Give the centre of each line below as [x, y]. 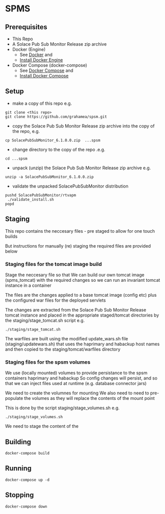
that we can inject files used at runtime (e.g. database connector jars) [76, 384]
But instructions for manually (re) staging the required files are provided [78, 246]
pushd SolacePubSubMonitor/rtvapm [41, 195]
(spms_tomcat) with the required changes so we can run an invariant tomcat [83, 280]
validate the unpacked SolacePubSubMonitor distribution [70, 186]
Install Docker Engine [41, 60]
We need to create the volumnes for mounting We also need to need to [77, 393]
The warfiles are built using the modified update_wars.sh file [67, 338]
